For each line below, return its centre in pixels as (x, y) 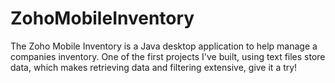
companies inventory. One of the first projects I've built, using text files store (168, 56)
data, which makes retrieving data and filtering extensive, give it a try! (154, 67)
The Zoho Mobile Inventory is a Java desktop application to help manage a (164, 46)
